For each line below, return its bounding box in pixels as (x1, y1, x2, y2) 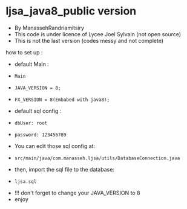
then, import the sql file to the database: (14, 166, 114, 173)
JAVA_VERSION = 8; (14, 85, 61, 91)
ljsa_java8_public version (5, 4, 137, 18)
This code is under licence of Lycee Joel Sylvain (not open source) (14, 30, 182, 37)
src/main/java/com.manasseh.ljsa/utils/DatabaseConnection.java (14, 155, 180, 161)
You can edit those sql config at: (14, 142, 95, 149)
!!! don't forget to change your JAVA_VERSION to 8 (14, 189, 140, 196)
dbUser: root (14, 120, 48, 126)
